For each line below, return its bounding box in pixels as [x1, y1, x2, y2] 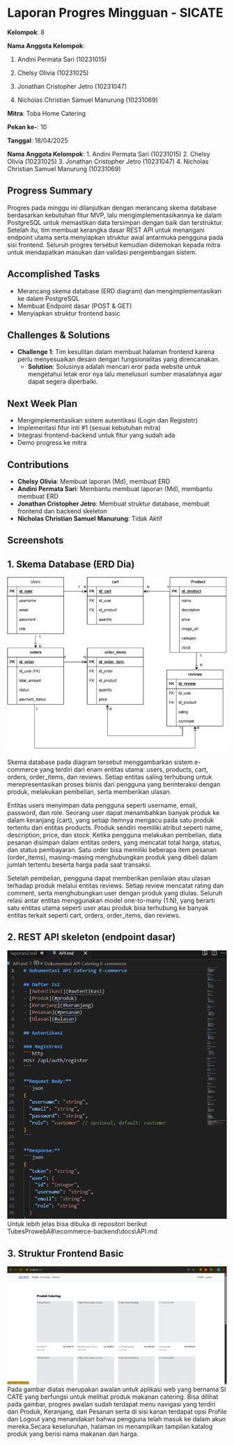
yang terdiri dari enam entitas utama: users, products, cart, [39, 765, 209, 773]
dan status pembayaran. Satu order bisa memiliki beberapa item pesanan [7, 845, 217, 853]
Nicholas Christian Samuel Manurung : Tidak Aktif [17, 515, 163, 522]
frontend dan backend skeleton [17, 507, 108, 515]
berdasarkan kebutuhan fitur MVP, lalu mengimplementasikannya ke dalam [7, 211, 222, 219]
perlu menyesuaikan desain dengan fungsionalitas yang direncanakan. [17, 355, 220, 364]
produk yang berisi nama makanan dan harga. [7, 1430, 139, 1438]
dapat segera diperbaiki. [27, 377, 98, 386]
